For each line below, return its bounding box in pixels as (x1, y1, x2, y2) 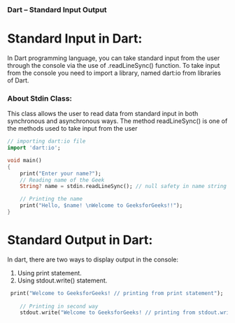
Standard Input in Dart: (7, 31, 143, 47)
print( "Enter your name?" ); (20, 170, 101, 177)
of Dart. (7, 76, 29, 85)
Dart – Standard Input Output (7, 5, 107, 15)
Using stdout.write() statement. (17, 276, 108, 285)
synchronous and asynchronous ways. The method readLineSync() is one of (7, 117, 228, 125)
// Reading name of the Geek (20, 176, 105, 183)
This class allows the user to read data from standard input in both (7, 110, 199, 118)
